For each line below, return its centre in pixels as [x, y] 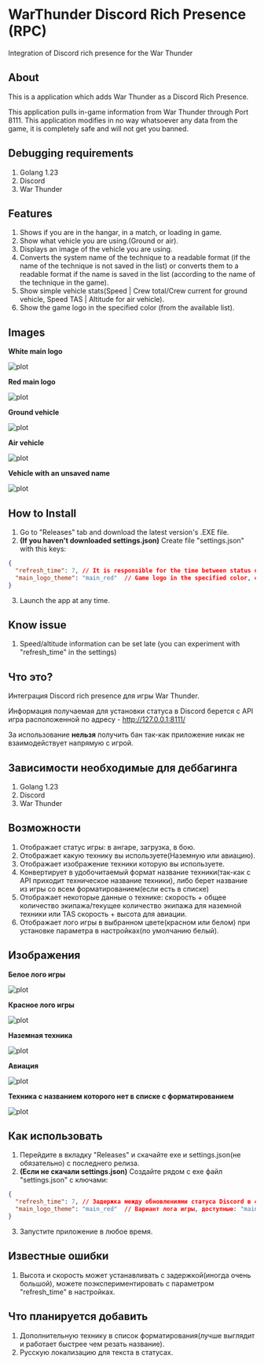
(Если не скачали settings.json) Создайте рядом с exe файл [121, 1172]
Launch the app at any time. [64, 600]
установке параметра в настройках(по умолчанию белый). [119, 930]
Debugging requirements [71, 154]
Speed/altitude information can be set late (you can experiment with [130, 644]
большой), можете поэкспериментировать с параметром [117, 1283]
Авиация [24, 1065]
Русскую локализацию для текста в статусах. [96, 1352]
